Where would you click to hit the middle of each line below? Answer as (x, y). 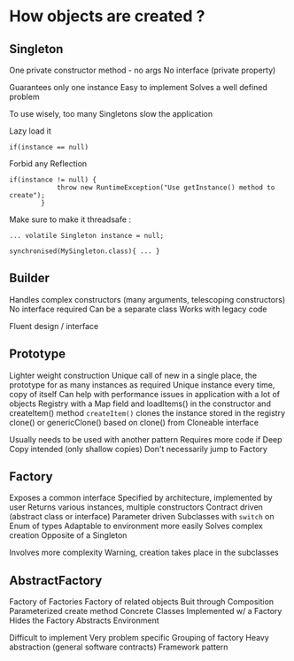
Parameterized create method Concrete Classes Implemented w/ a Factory (146, 611)
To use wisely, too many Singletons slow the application (111, 114)
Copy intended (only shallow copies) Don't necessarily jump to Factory (139, 449)
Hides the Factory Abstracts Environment (84, 620)
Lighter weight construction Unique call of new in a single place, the (133, 375)
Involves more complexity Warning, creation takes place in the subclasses (144, 553)
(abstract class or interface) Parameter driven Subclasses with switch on (142, 517)
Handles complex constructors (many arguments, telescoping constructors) (147, 299)
